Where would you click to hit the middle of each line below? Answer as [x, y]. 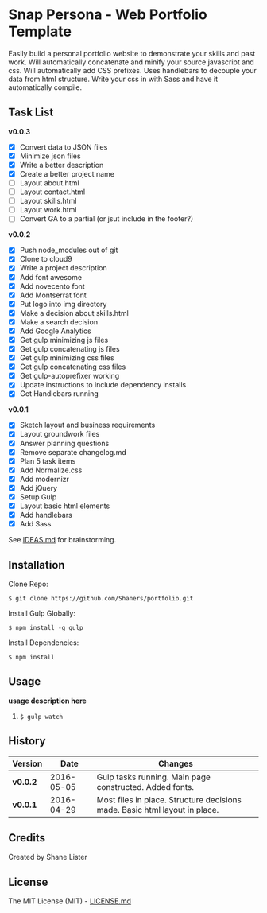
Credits [27, 838]
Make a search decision [58, 322]
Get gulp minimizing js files [64, 340]
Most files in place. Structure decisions [169, 799]
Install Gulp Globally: [42, 613]
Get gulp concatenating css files [73, 367]
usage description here [48, 701]
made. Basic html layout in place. [158, 810]
